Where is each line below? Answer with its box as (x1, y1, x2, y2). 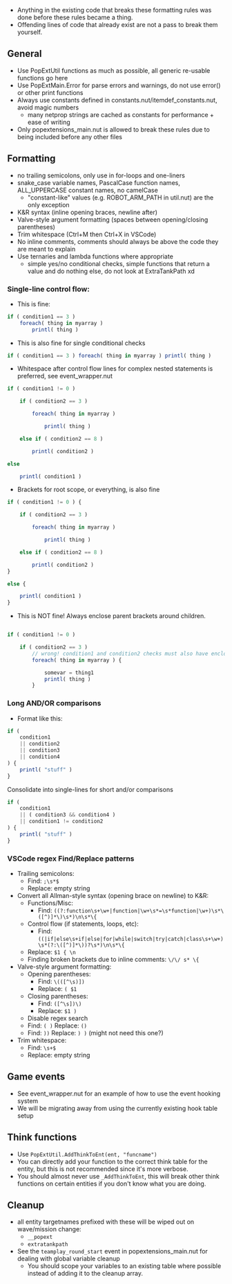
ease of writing (27, 118, 70, 126)
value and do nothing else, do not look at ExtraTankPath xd (27, 267, 195, 275)
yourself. (17, 28, 43, 36)
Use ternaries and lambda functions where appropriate (17, 252, 174, 261)
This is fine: (17, 299, 50, 308)
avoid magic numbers (17, 103, 79, 112)
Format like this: (17, 714, 63, 723)
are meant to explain (17, 245, 76, 253)
